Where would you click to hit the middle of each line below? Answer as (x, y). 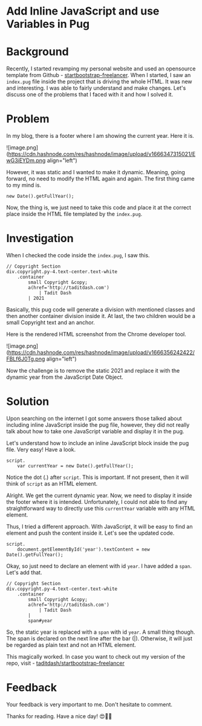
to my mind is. (24, 185)
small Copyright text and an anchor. (50, 322)
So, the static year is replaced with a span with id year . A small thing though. (101, 632)
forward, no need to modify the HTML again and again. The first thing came (100, 179)
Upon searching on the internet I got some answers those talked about (94, 418)
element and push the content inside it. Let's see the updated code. (90, 533)
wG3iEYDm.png (26, 161)
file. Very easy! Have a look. (41, 449)
